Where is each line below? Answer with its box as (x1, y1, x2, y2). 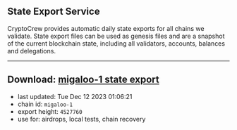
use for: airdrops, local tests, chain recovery (17, 115, 146, 123)
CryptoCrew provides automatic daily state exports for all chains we (7, 24, 205, 32)
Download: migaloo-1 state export (7, 74, 160, 86)
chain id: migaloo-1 (17, 100, 73, 108)
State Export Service (7, 6, 100, 18)
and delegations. (7, 46, 56, 55)
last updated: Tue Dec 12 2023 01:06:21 (17, 92, 133, 100)
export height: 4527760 (17, 107, 83, 115)
